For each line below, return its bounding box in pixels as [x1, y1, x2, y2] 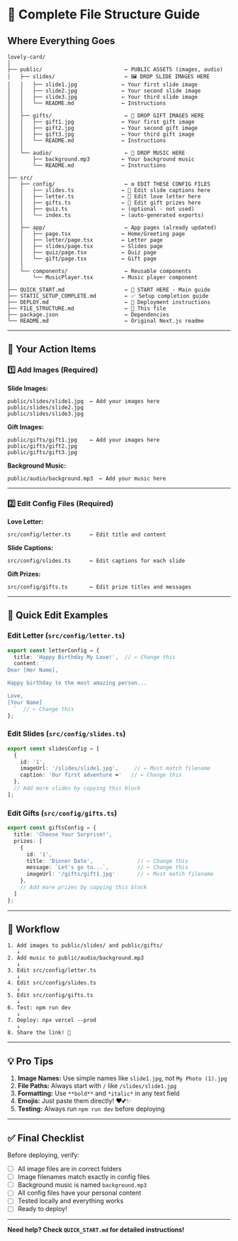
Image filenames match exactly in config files [17, 1173, 150, 1181]
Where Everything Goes [7, 35, 115, 47]
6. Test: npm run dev [7, 1004, 72, 1011]
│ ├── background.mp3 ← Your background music [7, 156, 195, 163]
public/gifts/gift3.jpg [7, 448, 78, 456]
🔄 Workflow [7, 923, 60, 935]
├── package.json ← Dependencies [7, 311, 170, 318]
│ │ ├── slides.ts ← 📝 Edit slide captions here [7, 187, 211, 194]
